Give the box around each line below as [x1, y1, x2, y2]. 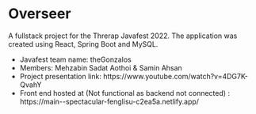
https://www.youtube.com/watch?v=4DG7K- [102, 71, 248, 81]
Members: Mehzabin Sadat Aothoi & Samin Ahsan [19, 63, 182, 72]
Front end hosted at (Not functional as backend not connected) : [19, 88, 231, 97]
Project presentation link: [19, 71, 101, 81]
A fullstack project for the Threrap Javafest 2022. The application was [8, 31, 238, 40]
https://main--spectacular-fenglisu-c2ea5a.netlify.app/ [19, 97, 200, 106]
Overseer [8, 5, 71, 23]
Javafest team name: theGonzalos [19, 55, 132, 64]
